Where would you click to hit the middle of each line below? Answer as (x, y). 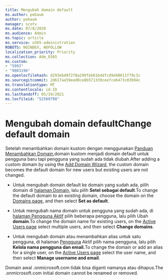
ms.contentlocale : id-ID (31, 89)
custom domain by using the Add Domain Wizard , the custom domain (77, 165)
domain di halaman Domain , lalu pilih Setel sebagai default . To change (85, 190)
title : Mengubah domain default (39, 10)
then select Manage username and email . (56, 258)
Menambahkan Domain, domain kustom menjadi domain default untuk (77, 154)
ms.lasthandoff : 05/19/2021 (35, 94)
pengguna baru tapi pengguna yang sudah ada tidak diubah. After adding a (82, 159)
